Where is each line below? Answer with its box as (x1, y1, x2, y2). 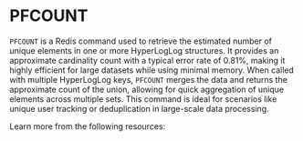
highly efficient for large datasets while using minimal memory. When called (9, 65, 295, 76)
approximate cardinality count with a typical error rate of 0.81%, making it (9, 55, 286, 65)
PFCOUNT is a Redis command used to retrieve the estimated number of (9, 35, 272, 46)
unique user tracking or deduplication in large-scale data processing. (9, 103, 269, 114)
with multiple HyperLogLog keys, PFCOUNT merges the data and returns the (9, 74, 287, 85)
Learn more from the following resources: (9, 120, 166, 132)
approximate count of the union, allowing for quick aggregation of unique (9, 84, 285, 95)
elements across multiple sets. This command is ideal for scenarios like (9, 93, 277, 105)
